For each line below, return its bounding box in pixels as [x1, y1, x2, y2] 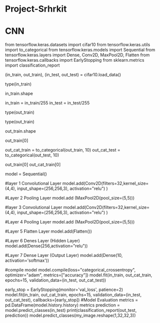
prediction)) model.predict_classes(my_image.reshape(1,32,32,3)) [5, 312, 136, 319]
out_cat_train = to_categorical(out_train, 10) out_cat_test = [5, 147, 120, 153]
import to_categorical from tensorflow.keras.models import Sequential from [5, 47, 155, 53]
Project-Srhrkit [5, 3, 67, 15]
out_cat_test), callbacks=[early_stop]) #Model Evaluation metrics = [5, 297, 138, 303]
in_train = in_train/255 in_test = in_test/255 [5, 100, 90, 106]
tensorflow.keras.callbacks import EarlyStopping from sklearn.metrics [5, 57, 144, 63]
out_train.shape [5, 128, 36, 134]
